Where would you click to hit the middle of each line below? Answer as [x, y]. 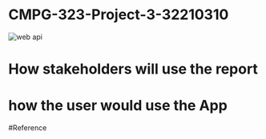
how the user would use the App [118, 106]
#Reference [28, 128]
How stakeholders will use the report [133, 69]
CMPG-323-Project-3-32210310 [119, 15]
